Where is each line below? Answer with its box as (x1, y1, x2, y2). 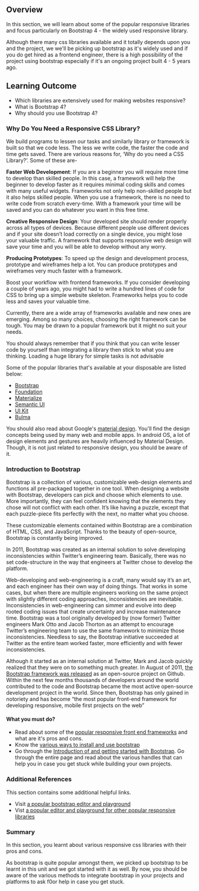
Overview (6, 5, 43, 15)
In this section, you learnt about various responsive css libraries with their (6, 842, 187, 849)
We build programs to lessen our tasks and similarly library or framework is (6, 137, 190, 145)
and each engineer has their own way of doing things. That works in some (6, 583, 188, 590)
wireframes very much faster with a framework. (6, 267, 123, 274)
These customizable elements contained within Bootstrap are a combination (6, 522, 192, 529)
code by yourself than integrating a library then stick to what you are (6, 346, 174, 353)
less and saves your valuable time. (6, 298, 91, 305)
